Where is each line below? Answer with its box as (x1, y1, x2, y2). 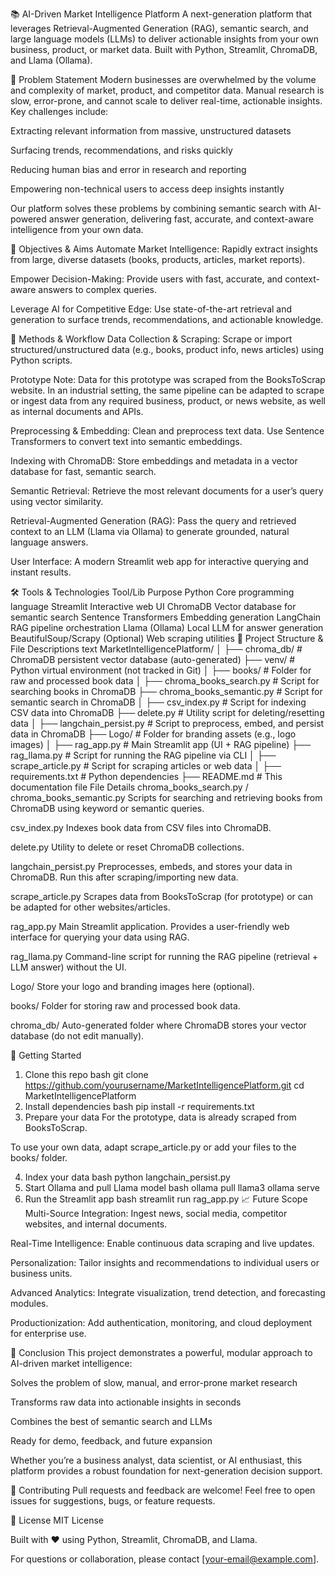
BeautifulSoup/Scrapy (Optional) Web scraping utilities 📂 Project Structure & (10, 633, 324, 644)
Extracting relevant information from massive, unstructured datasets (10, 125, 292, 137)
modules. (10, 1298, 49, 1309)
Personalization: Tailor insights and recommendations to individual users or (10, 1257, 320, 1268)
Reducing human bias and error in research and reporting (10, 164, 247, 175)
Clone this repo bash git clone (24, 1069, 149, 1080)
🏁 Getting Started (10, 1049, 82, 1061)
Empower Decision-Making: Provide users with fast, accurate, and (10, 273, 283, 285)
